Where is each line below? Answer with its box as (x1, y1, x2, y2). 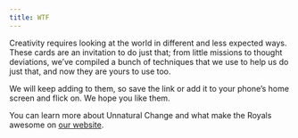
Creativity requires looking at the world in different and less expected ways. (9, 37, 287, 48)
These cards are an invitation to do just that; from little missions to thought (9, 46, 283, 58)
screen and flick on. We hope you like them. (9, 93, 171, 103)
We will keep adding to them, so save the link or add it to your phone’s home (9, 83, 290, 93)
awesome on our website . (9, 119, 104, 130)
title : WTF (9, 12, 50, 22)
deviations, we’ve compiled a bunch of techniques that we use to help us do (9, 56, 289, 67)
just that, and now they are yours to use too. (9, 66, 171, 77)
